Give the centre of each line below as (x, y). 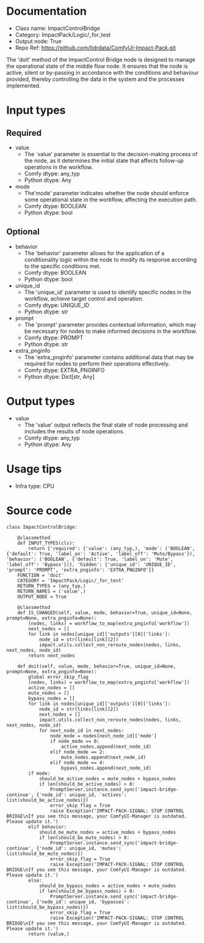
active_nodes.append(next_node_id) (106, 747)
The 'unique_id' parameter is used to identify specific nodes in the (107, 292)
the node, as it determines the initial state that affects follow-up (104, 160)
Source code (39, 511)
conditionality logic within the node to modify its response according (111, 259)
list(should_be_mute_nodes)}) (45, 854)
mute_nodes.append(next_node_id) (104, 757)
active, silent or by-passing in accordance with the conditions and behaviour (103, 72)
